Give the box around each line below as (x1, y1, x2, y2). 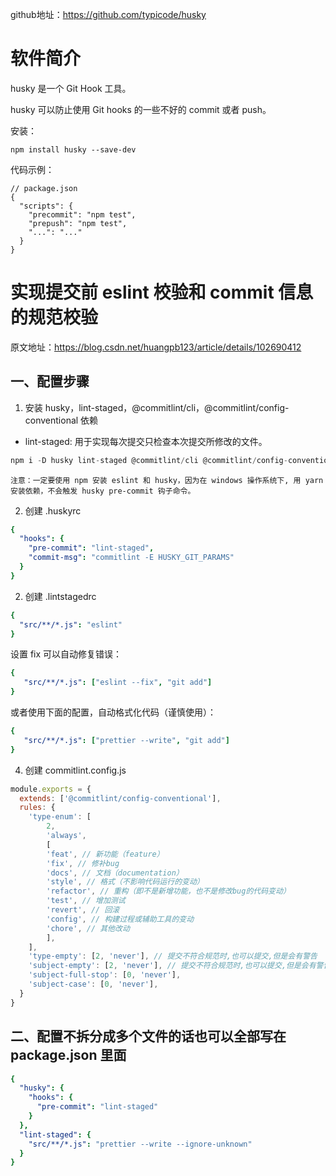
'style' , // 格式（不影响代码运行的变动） (46, 877, 205, 887)
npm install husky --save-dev (10, 144, 137, 155)
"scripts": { (19, 201, 74, 211)
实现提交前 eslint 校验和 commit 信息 (10, 281, 314, 304)
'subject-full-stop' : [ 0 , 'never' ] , (28, 970, 182, 980)
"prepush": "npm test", (28, 218, 128, 228)
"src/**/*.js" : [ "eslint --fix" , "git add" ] (23, 678, 213, 688)
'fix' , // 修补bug (46, 858, 120, 868)
